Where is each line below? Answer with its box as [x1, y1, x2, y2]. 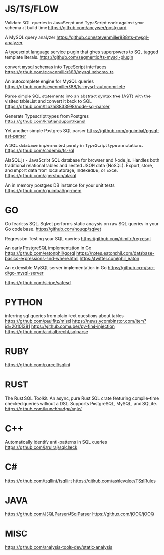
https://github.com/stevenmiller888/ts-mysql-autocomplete [5, 83, 125, 89]
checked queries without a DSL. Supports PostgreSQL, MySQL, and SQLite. [5, 400, 158, 406]
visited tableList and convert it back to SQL [5, 98, 92, 104]
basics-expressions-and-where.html [5, 255, 79, 261]
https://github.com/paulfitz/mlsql [5, 318, 72, 324]
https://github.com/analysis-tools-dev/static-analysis [5, 544, 113, 550]
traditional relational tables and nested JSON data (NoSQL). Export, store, [5, 162, 153, 168]
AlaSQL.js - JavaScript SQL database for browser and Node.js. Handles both [5, 157, 160, 163]
